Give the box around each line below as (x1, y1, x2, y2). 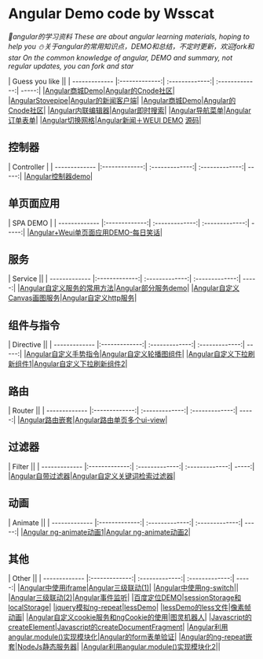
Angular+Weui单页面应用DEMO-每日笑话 (29, 228, 161, 237)
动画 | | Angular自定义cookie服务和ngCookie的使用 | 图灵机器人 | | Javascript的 (8, 613, 253, 622)
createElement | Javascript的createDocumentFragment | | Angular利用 (8, 623, 228, 632)
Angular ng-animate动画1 (23, 527, 104, 536)
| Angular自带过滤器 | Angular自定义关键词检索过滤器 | (8, 471, 176, 480)
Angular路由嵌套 (19, 415, 73, 424)
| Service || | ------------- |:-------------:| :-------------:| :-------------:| (8, 274, 241, 283)
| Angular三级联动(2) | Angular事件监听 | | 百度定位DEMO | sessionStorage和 (8, 593, 242, 602)
